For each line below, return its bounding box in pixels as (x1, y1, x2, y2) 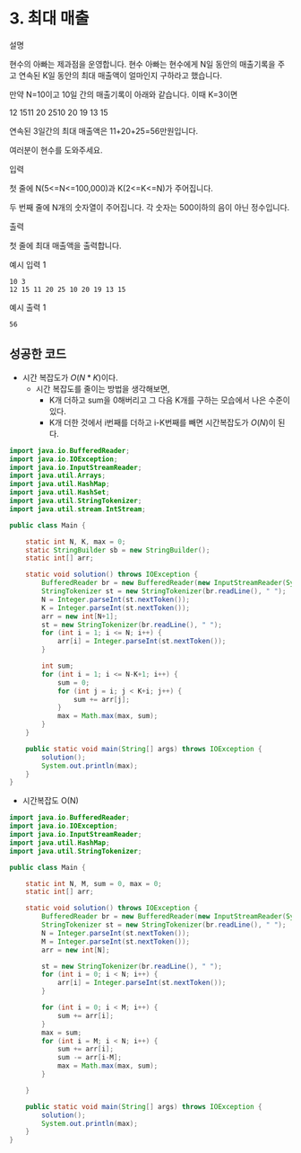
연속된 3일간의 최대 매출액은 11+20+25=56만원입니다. (9, 125, 199, 136)
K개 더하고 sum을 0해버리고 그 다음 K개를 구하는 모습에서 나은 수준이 (48, 395, 291, 405)
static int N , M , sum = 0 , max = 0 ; (25, 879, 163, 888)
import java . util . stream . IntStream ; (9, 504, 146, 513)
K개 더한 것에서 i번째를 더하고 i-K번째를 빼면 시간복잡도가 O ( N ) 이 (48, 417, 276, 428)
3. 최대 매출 (9, 8, 90, 29)
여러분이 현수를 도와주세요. (9, 145, 103, 155)
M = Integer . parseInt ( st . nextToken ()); (41, 936, 191, 946)
